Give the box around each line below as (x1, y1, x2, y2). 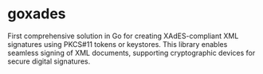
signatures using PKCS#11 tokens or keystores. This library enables (7, 39, 228, 49)
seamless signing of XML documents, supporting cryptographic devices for (7, 48, 256, 57)
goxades (7, 5, 66, 23)
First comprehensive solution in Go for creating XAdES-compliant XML (7, 31, 239, 41)
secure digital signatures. (7, 56, 91, 66)
